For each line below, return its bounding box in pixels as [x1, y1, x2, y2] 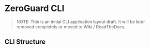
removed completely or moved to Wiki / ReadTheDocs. [16, 24, 126, 29]
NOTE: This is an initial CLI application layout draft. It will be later [16, 19, 145, 24]
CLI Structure [4, 38, 46, 46]
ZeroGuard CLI [4, 3, 65, 14]
